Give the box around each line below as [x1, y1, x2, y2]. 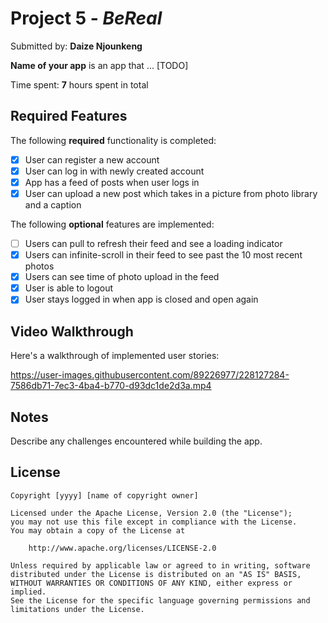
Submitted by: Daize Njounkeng [10, 40, 143, 52]
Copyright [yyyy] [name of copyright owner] [10, 490, 199, 501]
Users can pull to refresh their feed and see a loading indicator [24, 238, 283, 249]
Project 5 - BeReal [10, 7, 163, 30]
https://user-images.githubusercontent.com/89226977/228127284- [10, 369, 290, 381]
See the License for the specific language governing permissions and [10, 595, 311, 606]
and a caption [24, 199, 82, 211]
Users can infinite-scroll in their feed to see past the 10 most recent [24, 249, 303, 261]
